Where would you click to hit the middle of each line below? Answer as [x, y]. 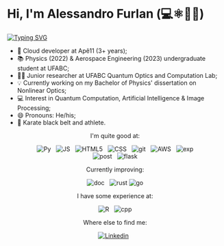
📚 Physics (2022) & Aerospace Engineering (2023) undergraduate [111, 58]
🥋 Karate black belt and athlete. [61, 122]
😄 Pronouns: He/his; [47, 115]
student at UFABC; [43, 68]
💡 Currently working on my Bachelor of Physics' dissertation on [107, 83]
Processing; [34, 108]
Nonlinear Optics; [42, 90]
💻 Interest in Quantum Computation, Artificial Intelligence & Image [111, 98]
